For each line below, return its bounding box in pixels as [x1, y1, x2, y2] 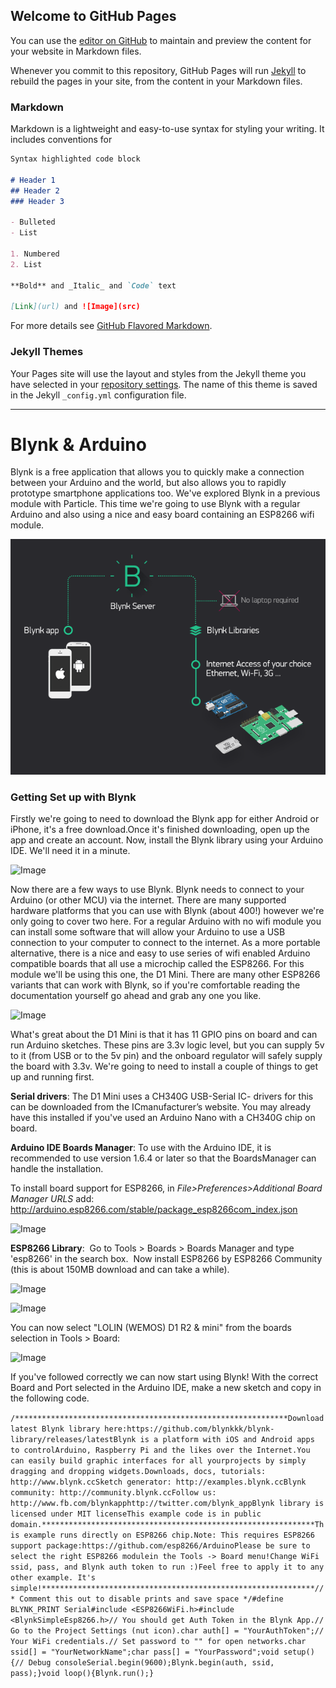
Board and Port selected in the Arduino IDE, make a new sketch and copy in [10, 1382, 322, 1394]
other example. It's [10, 1573, 97, 1583]
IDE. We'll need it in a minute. [10, 845, 131, 857]
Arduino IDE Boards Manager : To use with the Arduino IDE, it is [10, 1142, 272, 1154]
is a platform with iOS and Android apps [139, 1435, 315, 1445]
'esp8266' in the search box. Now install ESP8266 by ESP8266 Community [10, 1253, 323, 1265]
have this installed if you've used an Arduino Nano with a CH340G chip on [10, 1112, 316, 1124]
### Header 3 [10, 196, 65, 206]
